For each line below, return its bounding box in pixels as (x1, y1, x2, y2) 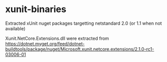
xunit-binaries (5, 4, 66, 15)
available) (5, 25, 26, 31)
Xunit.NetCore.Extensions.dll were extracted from (5, 35, 109, 41)
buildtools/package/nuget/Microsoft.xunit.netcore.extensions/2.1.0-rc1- (5, 46, 154, 52)
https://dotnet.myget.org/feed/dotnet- (5, 40, 85, 46)
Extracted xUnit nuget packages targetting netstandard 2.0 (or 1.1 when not (5, 20, 162, 26)
